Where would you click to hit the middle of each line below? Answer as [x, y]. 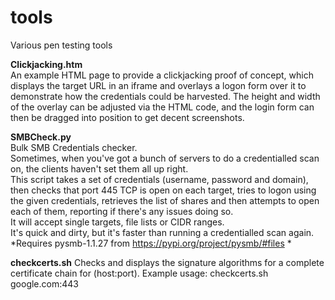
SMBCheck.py [41, 137]
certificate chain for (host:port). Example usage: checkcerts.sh [139, 273]
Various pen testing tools [61, 45]
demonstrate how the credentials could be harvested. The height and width [165, 96]
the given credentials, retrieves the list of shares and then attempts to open [165, 200]
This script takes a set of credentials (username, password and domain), [159, 179]
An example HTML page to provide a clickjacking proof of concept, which [162, 75]
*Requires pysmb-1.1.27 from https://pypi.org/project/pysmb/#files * [151, 243]
